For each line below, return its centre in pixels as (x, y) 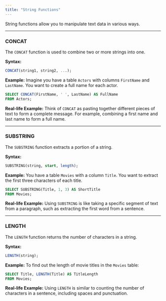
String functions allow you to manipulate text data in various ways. (73, 24)
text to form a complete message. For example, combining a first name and (82, 114)
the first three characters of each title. (44, 180)
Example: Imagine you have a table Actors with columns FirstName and (77, 80)
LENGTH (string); (22, 256)
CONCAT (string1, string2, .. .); (38, 70)
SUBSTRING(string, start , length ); (42, 166)
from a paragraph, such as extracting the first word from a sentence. (75, 209)
